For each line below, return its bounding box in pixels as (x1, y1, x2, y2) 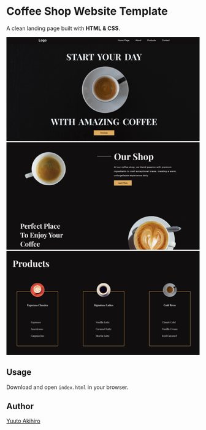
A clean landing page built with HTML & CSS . (6, 25, 121, 32)
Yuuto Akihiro (6, 417, 41, 424)
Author (6, 401, 34, 412)
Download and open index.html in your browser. (6, 383, 129, 391)
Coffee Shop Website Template (6, 4, 169, 18)
